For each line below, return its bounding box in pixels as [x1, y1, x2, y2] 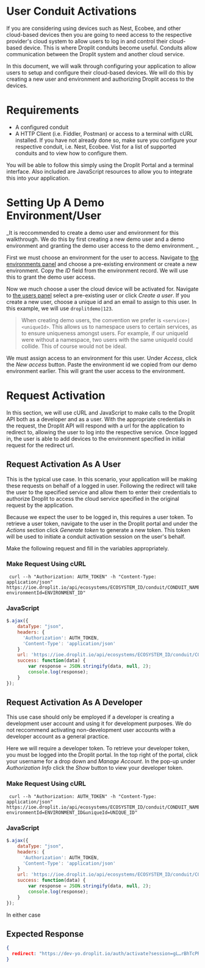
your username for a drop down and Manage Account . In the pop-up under [6, 758, 196, 765]
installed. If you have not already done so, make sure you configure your [15, 136, 198, 144]
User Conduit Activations [6, 4, 137, 18]
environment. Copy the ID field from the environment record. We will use [6, 267, 189, 274]
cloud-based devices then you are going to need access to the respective [6, 31, 192, 38]
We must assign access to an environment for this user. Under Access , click [6, 354, 198, 361]
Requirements [6, 103, 79, 117]
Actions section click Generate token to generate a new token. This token [6, 526, 190, 533]
